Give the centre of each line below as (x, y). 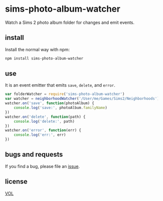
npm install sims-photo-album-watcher (44, 58)
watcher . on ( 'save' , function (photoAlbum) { (50, 103)
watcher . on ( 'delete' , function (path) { (45, 117)
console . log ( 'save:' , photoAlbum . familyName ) (61, 108)
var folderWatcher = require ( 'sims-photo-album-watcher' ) (65, 94)
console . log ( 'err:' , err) (40, 135)
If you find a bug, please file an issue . (42, 166)
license (16, 182)
